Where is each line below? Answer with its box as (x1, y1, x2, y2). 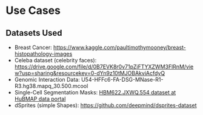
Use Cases (5, 4, 61, 18)
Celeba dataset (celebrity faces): (14, 57, 97, 64)
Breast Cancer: (14, 44, 52, 51)
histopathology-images (14, 50, 73, 57)
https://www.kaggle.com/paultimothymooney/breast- (53, 44, 186, 51)
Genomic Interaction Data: (14, 76, 80, 83)
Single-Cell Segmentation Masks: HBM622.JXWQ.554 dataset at (14, 89, 176, 96)
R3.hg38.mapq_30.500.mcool (14, 82, 88, 90)
